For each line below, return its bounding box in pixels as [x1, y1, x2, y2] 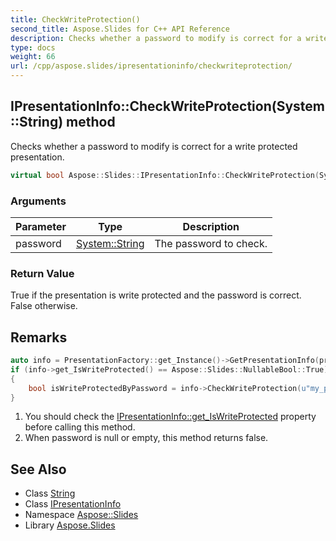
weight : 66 [10, 52, 56, 62]
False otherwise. [10, 300, 78, 312]
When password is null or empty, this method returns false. [24, 432, 269, 444]
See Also [10, 461, 67, 478]
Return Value [10, 266, 75, 280]
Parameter [15, 219, 67, 233]
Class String [24, 487, 76, 500]
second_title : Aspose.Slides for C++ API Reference [10, 24, 230, 34]
